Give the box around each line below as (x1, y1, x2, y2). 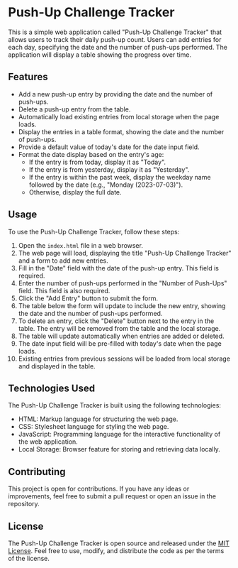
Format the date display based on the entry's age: (18, 150, 164, 158)
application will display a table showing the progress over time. (8, 50, 192, 59)
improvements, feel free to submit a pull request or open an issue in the (8, 492, 217, 501)
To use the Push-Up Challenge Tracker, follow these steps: (8, 227, 180, 236)
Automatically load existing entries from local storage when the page (18, 112, 220, 121)
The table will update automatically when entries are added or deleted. (18, 332, 225, 340)
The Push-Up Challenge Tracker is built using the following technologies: (8, 401, 222, 410)
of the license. (8, 555, 50, 562)
